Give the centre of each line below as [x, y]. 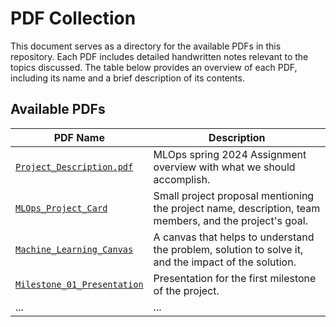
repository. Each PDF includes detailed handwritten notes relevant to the [159, 56]
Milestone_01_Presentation [79, 284]
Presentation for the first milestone [235, 278]
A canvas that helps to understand [234, 237]
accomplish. [182, 179]
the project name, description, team [237, 208]
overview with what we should [224, 167]
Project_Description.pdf [74, 166]
